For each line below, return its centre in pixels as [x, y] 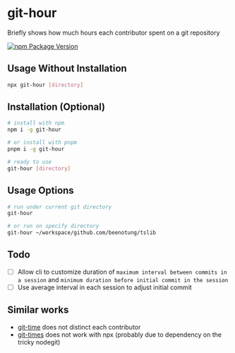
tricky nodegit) [39, 342]
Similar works [38, 310]
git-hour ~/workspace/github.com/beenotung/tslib [82, 233]
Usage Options [41, 191]
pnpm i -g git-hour [36, 149]
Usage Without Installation [67, 69]
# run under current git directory [60, 207]
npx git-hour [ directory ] [45, 85]
